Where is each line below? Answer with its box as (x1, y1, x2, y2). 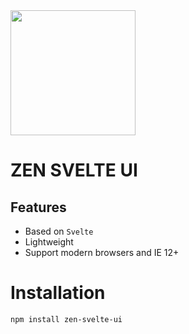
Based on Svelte (24, 225, 94, 237)
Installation (10, 282, 106, 304)
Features (10, 199, 67, 216)
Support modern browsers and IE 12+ (24, 247, 180, 258)
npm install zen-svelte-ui (10, 314, 123, 324)
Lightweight (24, 236, 74, 248)
